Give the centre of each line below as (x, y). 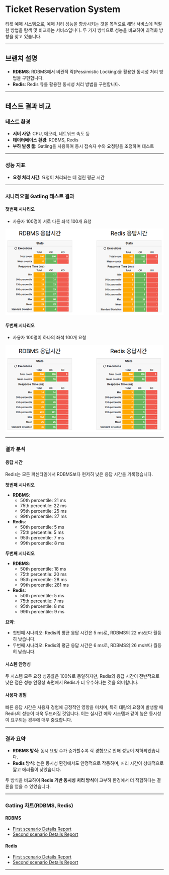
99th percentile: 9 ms (42, 612)
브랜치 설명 (21, 59)
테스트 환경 (18, 122)
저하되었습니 (147, 750)
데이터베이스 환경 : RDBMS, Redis (46, 140)
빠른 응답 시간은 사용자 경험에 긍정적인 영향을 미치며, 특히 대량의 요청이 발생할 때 (84, 707)
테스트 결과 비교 (28, 106)
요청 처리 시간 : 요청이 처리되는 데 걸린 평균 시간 (58, 177)
